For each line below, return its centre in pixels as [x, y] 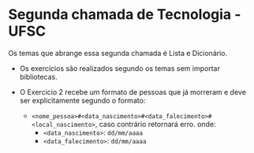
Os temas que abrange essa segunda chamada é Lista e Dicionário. [118, 53]
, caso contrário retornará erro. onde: [155, 124]
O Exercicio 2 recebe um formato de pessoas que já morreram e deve [133, 91]
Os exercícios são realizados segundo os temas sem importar [120, 68]
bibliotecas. [38, 76]
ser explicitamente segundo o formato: [82, 100]
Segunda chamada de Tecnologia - [125, 15]
